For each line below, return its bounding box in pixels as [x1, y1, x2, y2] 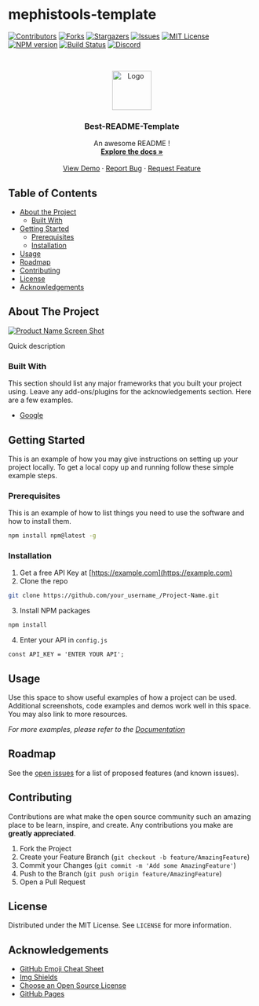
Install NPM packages [19, 606, 90, 616]
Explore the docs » [100, 147, 163, 156]
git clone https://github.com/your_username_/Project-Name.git [8, 591, 220, 600]
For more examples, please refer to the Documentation [8, 725, 186, 733]
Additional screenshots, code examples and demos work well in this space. [8, 701, 251, 710]
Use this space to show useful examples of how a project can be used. [8, 693, 237, 702]
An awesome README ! [93, 139, 170, 148]
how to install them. [8, 517, 72, 526]
